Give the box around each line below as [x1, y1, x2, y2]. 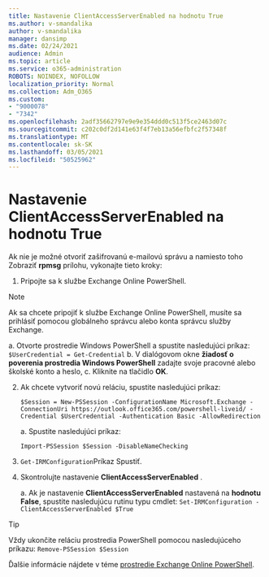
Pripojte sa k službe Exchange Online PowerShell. [20, 276, 187, 286]
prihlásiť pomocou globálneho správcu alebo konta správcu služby [8, 316, 232, 326]
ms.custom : [8, 95, 46, 103]
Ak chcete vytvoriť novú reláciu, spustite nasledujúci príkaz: [20, 383, 221, 393]
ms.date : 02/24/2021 [8, 42, 79, 50]
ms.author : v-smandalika [8, 20, 93, 28]
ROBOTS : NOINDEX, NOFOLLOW [8, 72, 100, 80]
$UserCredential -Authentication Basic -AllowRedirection [60, 412, 262, 421]
